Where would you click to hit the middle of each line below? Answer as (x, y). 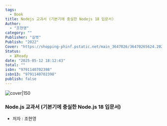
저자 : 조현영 (24, 119)
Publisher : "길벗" (23, 38)
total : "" (15, 65)
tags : (11, 10)
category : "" (19, 33)
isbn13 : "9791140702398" (31, 74)
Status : (13, 51)
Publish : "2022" (22, 42)
